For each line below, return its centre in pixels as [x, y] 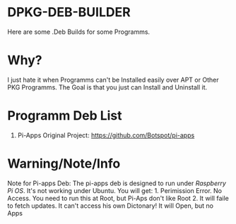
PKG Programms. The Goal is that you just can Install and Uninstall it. [107, 87]
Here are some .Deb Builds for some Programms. [79, 32]
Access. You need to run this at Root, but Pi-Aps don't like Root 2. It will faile [118, 198]
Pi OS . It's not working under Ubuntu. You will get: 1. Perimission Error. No [115, 190]
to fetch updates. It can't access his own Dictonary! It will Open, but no [111, 206]
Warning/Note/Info [64, 163]
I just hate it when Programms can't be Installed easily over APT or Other [113, 80]
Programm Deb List [65, 116]
